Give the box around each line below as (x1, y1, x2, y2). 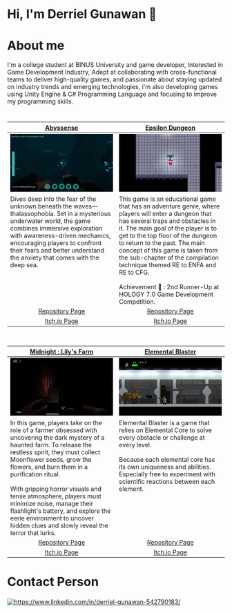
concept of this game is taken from (119, 246, 218, 255)
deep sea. (10, 261, 39, 269)
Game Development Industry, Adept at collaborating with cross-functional (7, 68, 217, 77)
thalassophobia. (10, 210, 55, 218)
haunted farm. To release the (10, 441, 92, 449)
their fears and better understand (10, 246, 105, 255)
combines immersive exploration (10, 224, 103, 233)
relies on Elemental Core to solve (119, 426, 213, 434)
